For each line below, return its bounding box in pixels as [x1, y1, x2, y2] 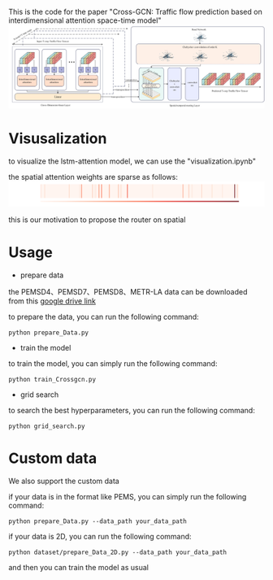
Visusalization [8, 129, 107, 148]
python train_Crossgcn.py [8, 375, 96, 383]
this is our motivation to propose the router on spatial [8, 215, 186, 225]
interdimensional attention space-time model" [8, 15, 162, 25]
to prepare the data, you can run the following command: [8, 312, 199, 321]
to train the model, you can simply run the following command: [8, 358, 218, 368]
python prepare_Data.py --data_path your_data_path [8, 517, 187, 525]
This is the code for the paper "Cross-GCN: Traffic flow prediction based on [8, 7, 262, 16]
